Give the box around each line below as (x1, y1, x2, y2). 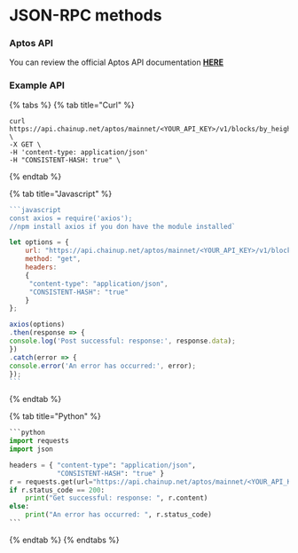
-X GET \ (9, 139, 42, 149)
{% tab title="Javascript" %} (9, 188, 113, 199)
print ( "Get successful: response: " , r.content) (25, 494, 208, 502)
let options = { (9, 238, 69, 247)
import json (9, 445, 53, 454)
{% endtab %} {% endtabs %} (9, 534, 120, 545)
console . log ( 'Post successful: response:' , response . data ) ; (9, 336, 237, 346)
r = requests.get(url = (9, 477, 93, 486)
